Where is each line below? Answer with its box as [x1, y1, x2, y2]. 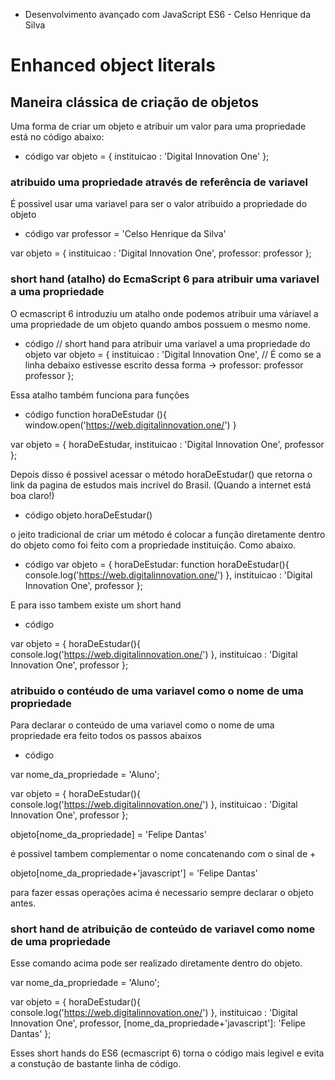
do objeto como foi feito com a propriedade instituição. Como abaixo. [10, 539, 297, 551]
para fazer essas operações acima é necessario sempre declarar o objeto [10, 886, 314, 898]
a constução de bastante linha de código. [10, 1058, 182, 1070]
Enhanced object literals [10, 54, 216, 77]
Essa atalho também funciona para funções [10, 389, 190, 401]
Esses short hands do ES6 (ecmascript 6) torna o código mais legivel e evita [10, 1047, 325, 1059]
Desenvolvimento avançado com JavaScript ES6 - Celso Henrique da [24, 9, 312, 20]
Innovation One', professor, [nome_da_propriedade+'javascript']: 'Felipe [10, 1017, 307, 1029]
